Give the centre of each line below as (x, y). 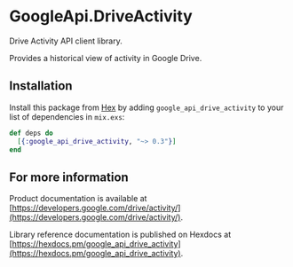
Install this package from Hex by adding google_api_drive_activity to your (146, 107)
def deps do (31, 133)
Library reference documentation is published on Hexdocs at (120, 235)
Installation (41, 86)
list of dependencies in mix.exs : (67, 116)
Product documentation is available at (78, 199)
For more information (69, 177)
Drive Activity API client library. (66, 41)
